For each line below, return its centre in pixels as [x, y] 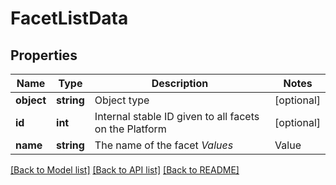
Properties [44, 55]
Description [180, 83]
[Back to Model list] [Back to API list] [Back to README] [125, 170]
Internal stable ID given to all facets [177, 116]
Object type [122, 100]
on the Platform [130, 129]
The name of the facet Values [164, 145]
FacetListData [69, 18]
